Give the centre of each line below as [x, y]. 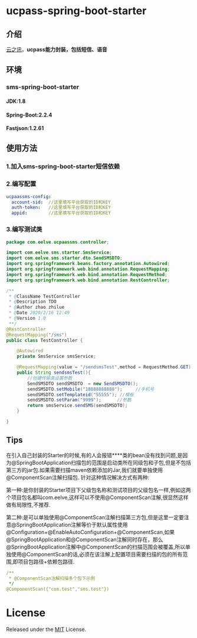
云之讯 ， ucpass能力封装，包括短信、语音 [57, 49]
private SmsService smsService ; [56, 357]
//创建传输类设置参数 [50, 378]
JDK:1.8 [16, 101]
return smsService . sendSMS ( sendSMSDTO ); [78, 406]
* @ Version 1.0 [27, 318]
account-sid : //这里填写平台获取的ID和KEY [61, 202]
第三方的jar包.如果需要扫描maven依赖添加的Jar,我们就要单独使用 [85, 470]
